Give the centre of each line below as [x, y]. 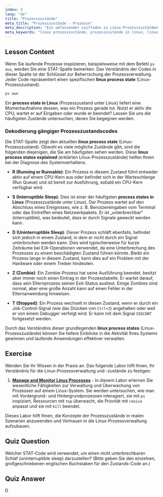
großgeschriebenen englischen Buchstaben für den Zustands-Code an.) [78, 463]
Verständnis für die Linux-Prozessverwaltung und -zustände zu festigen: [78, 371]
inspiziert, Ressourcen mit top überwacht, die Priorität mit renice [77, 401]
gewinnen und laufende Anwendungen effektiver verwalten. [65, 338]
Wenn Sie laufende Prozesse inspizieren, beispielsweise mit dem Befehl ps [80, 63]
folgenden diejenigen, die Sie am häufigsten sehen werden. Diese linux [77, 152]
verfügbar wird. [28, 187]
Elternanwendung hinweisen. [41, 293]
